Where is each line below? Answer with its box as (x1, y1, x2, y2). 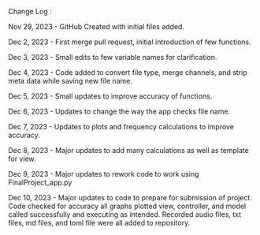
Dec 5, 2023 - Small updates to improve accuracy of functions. (8, 91, 213, 101)
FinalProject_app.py (8, 177, 72, 187)
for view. (8, 154, 36, 163)
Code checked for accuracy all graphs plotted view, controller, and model (8, 201, 247, 211)
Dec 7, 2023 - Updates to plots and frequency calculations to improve (8, 122, 235, 131)
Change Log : (8, 7, 53, 16)
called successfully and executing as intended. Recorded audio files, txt (8, 210, 242, 219)
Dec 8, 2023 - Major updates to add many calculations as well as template (8, 146, 250, 155)
